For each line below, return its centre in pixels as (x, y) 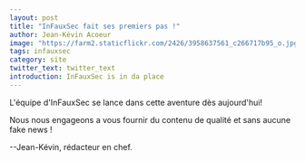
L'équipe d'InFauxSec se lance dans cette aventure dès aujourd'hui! (136, 102)
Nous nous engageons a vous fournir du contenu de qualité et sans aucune (150, 119)
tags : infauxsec (40, 52)
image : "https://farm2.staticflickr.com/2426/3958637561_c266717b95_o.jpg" (156, 43)
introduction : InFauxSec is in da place (87, 77)
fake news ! (31, 129)
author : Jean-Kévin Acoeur (60, 34)
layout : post (34, 18)
